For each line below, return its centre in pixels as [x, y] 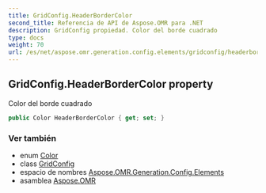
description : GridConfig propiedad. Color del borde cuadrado [113, 30]
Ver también [32, 138]
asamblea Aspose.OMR [58, 180]
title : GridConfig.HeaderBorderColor [70, 15]
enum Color [39, 155]
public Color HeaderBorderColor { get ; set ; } [86, 118]
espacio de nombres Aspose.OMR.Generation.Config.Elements [122, 172]
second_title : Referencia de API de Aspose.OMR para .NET [106, 23]
